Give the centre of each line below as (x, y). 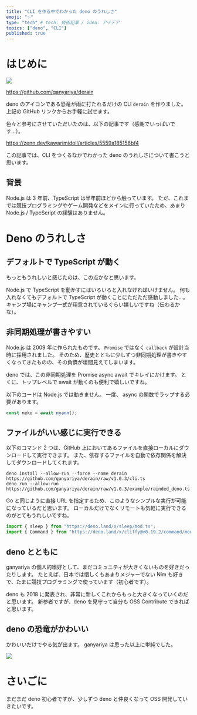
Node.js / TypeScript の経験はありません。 (57, 213)
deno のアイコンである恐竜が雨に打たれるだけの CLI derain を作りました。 (96, 104)
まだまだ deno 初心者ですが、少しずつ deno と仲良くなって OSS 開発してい (97, 699)
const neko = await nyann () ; (42, 413)
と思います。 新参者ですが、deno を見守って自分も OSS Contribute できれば (98, 601)
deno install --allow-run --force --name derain (67, 474)
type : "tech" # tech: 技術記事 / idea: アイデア (63, 22)
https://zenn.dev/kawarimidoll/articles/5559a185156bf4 (72, 143)
